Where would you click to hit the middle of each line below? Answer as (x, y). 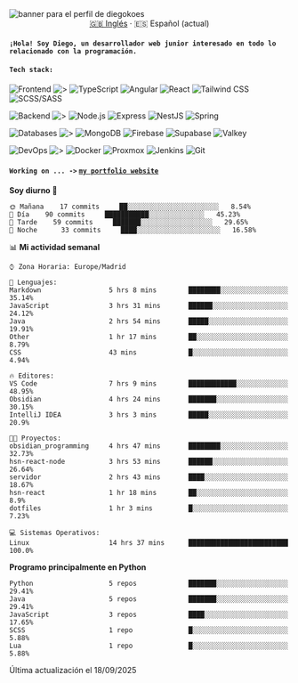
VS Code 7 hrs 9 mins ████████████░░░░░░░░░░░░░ (149, 384)
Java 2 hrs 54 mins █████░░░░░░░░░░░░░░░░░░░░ (149, 321)
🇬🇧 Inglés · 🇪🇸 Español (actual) (149, 23)
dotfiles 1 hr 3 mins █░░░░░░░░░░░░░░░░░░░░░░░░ (149, 508)
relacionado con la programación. (73, 51)
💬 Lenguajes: (33, 282)
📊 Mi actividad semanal (55, 247)
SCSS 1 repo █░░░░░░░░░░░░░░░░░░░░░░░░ (149, 630)
